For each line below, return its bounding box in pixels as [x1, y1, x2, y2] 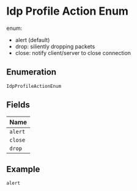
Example [6, 164, 40, 175]
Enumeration [6, 67, 57, 77]
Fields [6, 99, 31, 110]
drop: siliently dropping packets [15, 43, 95, 50]
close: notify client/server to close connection [15, 49, 131, 56]
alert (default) [15, 36, 50, 43]
